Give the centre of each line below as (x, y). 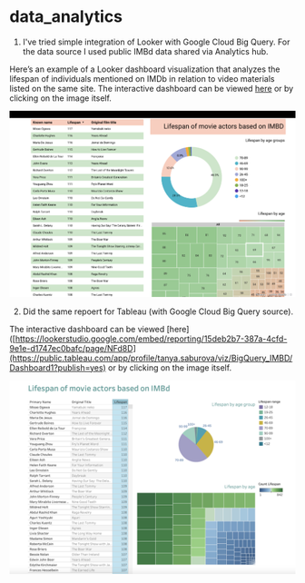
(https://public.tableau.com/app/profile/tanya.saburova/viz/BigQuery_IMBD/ (151, 358)
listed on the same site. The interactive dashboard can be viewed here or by (152, 88)
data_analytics (66, 17)
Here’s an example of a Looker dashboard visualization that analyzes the (145, 69)
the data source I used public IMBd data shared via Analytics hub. (146, 51)
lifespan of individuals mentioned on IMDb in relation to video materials (142, 78)
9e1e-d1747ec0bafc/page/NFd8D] (73, 348)
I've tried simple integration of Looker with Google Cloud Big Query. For (156, 42)
